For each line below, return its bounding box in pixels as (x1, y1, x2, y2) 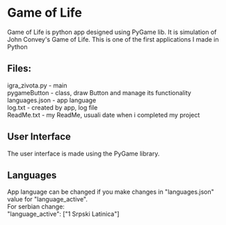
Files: (7, 62, 31, 74)
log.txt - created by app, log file (7, 103, 98, 112)
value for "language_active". (7, 195, 88, 203)
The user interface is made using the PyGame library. (7, 149, 160, 158)
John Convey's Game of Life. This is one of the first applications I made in (7, 35, 219, 43)
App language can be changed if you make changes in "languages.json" (7, 187, 214, 196)
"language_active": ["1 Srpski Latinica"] (7, 210, 120, 218)
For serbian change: (7, 203, 65, 211)
